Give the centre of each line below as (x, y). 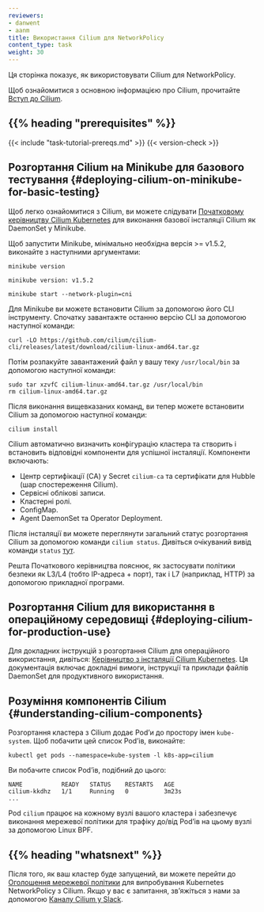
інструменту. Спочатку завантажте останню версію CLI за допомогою (127, 317)
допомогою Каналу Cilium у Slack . (66, 899)
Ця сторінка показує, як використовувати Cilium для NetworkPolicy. (122, 75)
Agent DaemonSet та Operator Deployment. (91, 518)
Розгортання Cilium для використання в (112, 608)
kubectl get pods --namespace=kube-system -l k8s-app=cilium (111, 756)
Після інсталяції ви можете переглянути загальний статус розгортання (128, 533)
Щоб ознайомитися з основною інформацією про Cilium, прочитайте (124, 90)
